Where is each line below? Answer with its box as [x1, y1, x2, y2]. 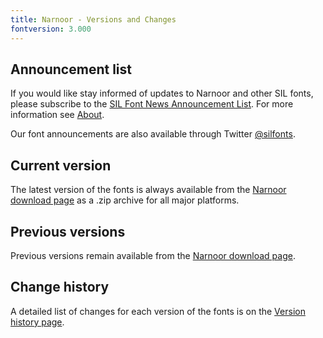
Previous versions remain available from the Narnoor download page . [10, 249, 296, 261]
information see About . [10, 109, 105, 121]
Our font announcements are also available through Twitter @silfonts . [10, 128, 296, 140]
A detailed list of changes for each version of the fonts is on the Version [10, 305, 306, 317]
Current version [10, 157, 112, 174]
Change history [10, 279, 110, 296]
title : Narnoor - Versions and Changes [10, 14, 177, 25]
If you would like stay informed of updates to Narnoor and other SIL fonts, [10, 87, 314, 100]
